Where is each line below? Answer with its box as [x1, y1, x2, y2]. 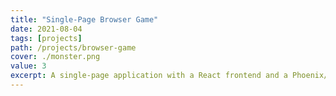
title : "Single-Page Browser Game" [10, 14, 159, 25]
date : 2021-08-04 [10, 24, 83, 34]
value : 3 [10, 61, 47, 71]
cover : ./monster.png [10, 52, 101, 62]
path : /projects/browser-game [10, 42, 137, 53]
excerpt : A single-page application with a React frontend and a [10, 71, 288, 81]
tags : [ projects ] [10, 33, 83, 43]
